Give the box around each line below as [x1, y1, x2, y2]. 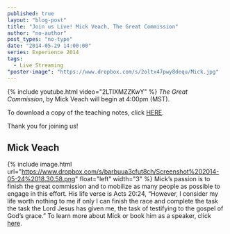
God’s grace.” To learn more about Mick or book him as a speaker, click [7, 212, 212, 220]
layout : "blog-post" [7, 17, 67, 24]
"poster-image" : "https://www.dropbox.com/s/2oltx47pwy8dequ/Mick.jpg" [7, 68, 219, 75]
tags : [7, 56, 23, 62]
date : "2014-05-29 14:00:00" [7, 42, 92, 49]
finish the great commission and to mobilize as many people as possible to [7, 182, 221, 191]
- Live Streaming [13, 62, 64, 69]
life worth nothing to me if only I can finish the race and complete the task [7, 197, 219, 206]
